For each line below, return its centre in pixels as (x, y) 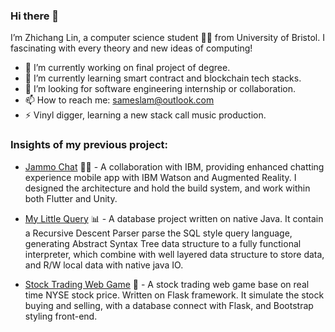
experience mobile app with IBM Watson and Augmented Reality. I (160, 177)
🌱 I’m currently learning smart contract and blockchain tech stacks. (163, 78)
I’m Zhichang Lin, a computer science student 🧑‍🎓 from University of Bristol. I (167, 38)
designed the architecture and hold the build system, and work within (167, 188)
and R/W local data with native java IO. (104, 265)
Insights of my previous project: (89, 145)
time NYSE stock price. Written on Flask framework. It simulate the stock (174, 295)
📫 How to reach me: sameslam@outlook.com (119, 100)
